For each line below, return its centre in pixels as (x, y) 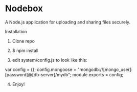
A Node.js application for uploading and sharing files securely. (68, 22)
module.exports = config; (98, 74)
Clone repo (23, 41)
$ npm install (25, 50)
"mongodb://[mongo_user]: (105, 69)
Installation (16, 31)
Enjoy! (18, 84)
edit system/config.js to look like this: (50, 60)
